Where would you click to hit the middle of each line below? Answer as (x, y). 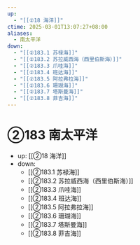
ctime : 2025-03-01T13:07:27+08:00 (58, 27)
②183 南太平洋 (52, 135)
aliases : (20, 33)
